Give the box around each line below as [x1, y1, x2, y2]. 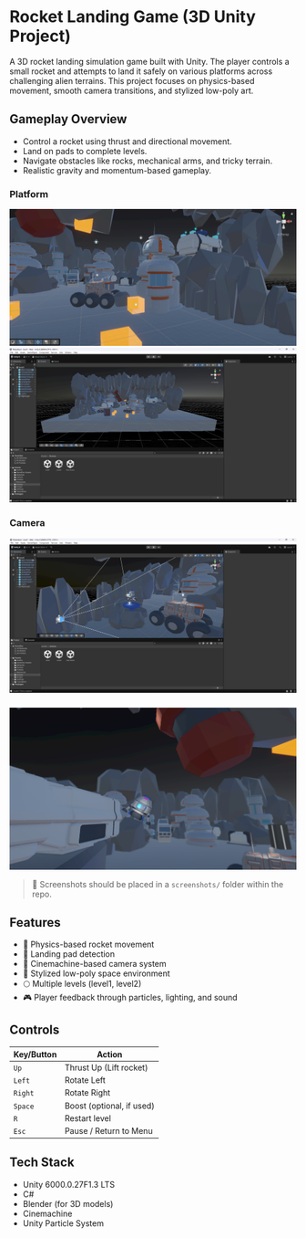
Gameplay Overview [9, 111, 127, 127]
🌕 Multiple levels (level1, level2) [22, 979, 142, 990]
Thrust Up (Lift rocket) [64, 1062, 148, 1073]
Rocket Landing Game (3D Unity [9, 6, 257, 27]
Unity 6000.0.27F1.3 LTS [22, 1179, 116, 1190]
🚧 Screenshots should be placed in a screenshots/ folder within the [31, 878, 284, 889]
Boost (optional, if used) [64, 1100, 155, 1111]
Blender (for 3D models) [22, 1198, 114, 1209]
